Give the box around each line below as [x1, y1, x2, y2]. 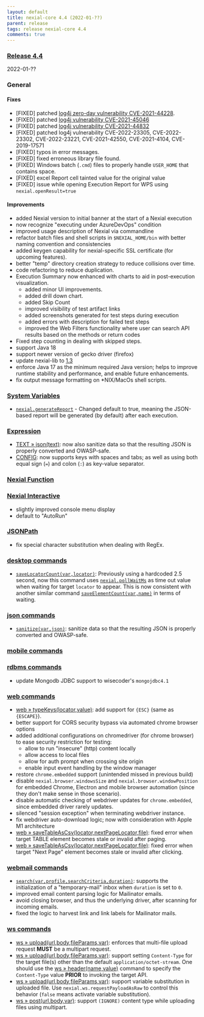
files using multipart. [15, 1003, 68, 1011]
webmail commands [7, 863, 68, 871]
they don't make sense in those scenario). [15, 790, 121, 797]
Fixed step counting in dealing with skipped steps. [15, 337, 142, 345]
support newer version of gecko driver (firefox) [15, 350, 134, 357]
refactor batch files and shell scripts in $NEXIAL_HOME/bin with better [15, 234, 186, 241]
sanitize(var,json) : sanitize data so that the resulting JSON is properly [15, 625, 196, 632]
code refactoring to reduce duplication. [15, 266, 114, 273]
